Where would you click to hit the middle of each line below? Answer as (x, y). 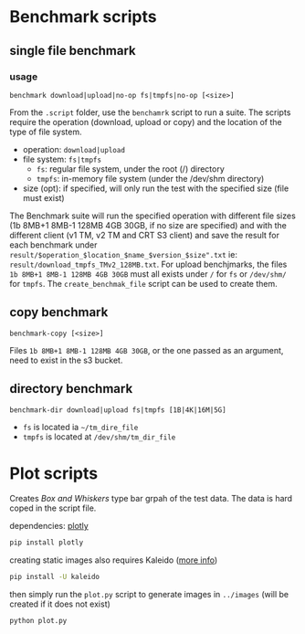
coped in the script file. (53, 508)
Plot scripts (54, 473)
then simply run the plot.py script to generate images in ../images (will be (149, 595)
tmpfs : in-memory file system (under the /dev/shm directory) (150, 178)
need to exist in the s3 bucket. (66, 360)
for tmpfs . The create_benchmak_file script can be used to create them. (144, 283)
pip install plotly (47, 543)
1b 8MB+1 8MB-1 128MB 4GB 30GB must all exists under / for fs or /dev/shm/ (148, 274)
